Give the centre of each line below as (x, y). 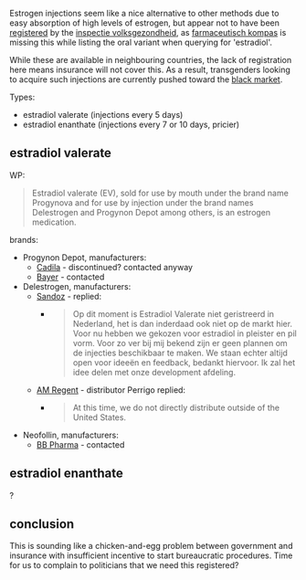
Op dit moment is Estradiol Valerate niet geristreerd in (174, 313)
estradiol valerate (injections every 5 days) (103, 115)
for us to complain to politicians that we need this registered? (124, 565)
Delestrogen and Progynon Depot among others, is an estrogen (151, 212)
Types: (22, 97)
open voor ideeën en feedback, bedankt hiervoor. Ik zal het (184, 362)
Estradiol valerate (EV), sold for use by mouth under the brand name (160, 193)
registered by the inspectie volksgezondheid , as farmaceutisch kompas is (148, 32)
